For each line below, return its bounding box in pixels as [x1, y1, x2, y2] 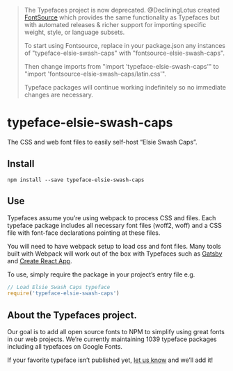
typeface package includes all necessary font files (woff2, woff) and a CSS [7, 221, 223, 229]
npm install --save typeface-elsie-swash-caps [7, 176, 145, 183]
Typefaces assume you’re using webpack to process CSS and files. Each [7, 213, 216, 222]
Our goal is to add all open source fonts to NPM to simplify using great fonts [7, 328, 225, 336]
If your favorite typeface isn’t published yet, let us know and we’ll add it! [7, 356, 214, 364]
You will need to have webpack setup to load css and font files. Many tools [7, 242, 221, 250]
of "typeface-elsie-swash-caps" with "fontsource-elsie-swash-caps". [24, 49, 225, 57]
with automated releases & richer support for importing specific [24, 21, 207, 28]
